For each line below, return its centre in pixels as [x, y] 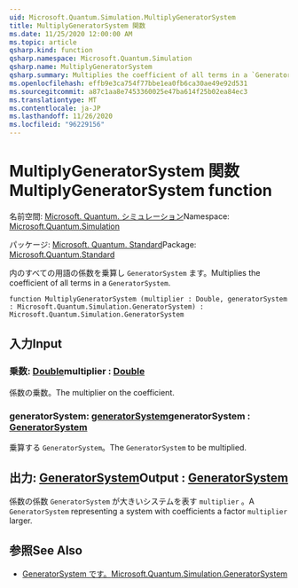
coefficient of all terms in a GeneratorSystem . [90, 282]
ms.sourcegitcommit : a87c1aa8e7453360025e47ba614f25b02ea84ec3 [129, 91]
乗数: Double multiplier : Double [77, 372]
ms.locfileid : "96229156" [57, 125]
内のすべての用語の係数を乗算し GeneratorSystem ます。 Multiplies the [135, 272]
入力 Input [35, 344]
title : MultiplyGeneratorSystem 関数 [78, 26]
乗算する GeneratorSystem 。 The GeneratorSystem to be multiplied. [128, 447]
